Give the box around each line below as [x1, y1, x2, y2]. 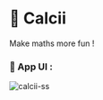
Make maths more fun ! [9, 38, 95, 49]
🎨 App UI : [9, 60, 54, 73]
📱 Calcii [9, 8, 67, 29]
